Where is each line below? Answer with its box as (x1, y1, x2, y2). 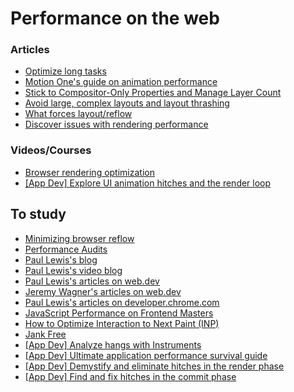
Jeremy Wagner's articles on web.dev (24, 285, 182, 297)
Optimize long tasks (24, 65, 107, 77)
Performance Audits (24, 243, 108, 255)
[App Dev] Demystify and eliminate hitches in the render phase (24, 360, 285, 372)
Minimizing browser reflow (24, 232, 135, 244)
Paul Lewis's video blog (24, 264, 123, 276)
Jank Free (24, 328, 67, 340)
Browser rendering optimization (24, 166, 155, 178)
